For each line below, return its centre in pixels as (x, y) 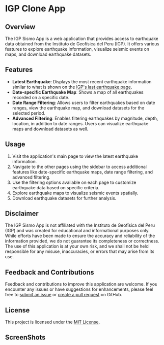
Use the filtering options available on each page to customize (74, 182)
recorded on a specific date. (41, 97)
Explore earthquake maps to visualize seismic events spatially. (75, 193)
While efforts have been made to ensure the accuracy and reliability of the (80, 236)
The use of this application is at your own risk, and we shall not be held (77, 246)
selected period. (29, 113)
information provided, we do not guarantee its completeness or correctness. (82, 241)
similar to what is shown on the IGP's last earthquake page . (72, 87)
